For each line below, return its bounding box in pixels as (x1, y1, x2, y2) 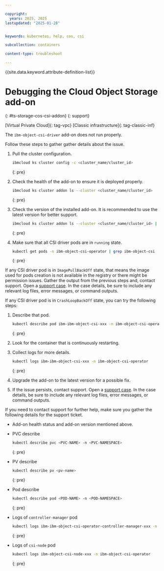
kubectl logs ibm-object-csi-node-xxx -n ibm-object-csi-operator (12, 551, 151, 556)
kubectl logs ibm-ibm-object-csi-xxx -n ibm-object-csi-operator (12, 359, 148, 364)
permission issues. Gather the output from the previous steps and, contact (5, 278, 155, 284)
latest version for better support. (12, 212, 78, 217)
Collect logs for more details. (12, 350, 71, 356)
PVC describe (12, 431, 40, 437)
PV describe (12, 459, 37, 465)
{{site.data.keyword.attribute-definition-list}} (5, 69, 95, 75)
